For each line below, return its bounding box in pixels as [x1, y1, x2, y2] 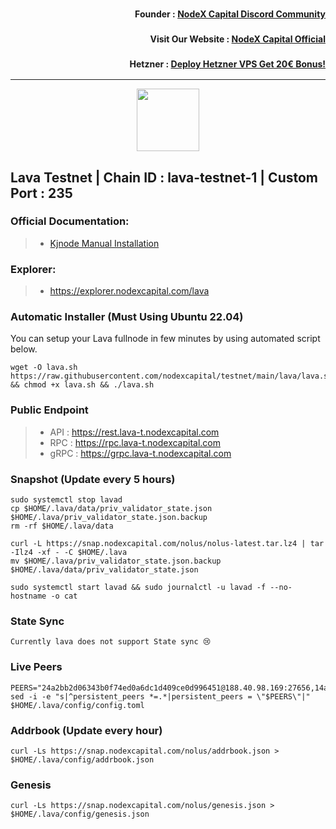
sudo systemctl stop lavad [10, 495, 123, 505]
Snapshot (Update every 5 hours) [10, 472, 176, 486]
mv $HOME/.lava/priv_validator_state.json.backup [10, 556, 222, 567]
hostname [10, 591, 47, 602]
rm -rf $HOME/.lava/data [10, 521, 114, 532]
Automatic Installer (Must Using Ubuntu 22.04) [10, 310, 244, 324]
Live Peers [10, 660, 63, 674]
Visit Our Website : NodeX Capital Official [149, 33, 326, 45]
